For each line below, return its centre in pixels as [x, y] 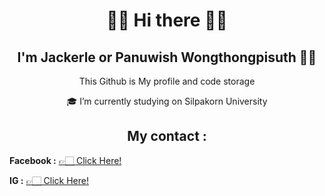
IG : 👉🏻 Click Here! [49, 180]
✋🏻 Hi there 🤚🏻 [167, 20]
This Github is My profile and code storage [167, 81]
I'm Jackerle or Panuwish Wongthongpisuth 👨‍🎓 [167, 57]
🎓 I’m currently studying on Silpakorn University [167, 101]
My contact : [167, 136]
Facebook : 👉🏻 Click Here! [65, 160]
